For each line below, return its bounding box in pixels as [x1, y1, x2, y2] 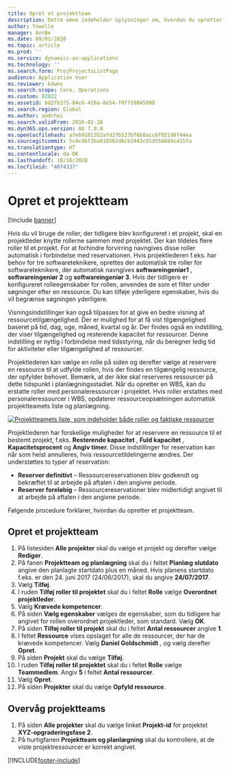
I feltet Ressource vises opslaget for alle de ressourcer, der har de [17, 632, 205, 640]
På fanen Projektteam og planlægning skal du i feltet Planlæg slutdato [17, 559, 218, 567]
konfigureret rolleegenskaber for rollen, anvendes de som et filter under [8, 280, 210, 289]
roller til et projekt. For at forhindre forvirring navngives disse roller [8, 243, 196, 252]
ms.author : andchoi [8, 112, 64, 119]
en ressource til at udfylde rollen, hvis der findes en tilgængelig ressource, [8, 365, 218, 373]
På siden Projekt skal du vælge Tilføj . [17, 653, 125, 662]
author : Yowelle [8, 23, 54, 30]
